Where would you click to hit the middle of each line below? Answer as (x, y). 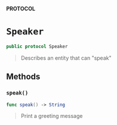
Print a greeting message (52, 116)
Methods (23, 77)
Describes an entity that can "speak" (66, 58)
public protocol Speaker (37, 46)
